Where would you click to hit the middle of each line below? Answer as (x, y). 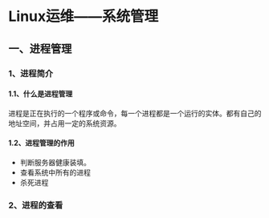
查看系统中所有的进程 (55, 172)
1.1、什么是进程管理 (41, 94)
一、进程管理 (40, 48)
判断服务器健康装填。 (55, 162)
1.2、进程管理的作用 (41, 143)
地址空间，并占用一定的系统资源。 (65, 123)
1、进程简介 (31, 73)
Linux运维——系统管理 (84, 16)
